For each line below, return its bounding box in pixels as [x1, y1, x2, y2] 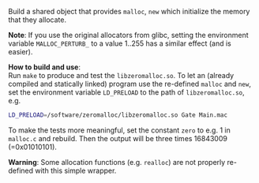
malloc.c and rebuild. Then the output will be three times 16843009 [8, 133, 227, 143]
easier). [8, 47, 33, 56]
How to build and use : [8, 62, 81, 72]
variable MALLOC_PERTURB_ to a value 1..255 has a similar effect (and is [8, 39, 231, 48]
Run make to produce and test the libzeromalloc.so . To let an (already [8, 71, 235, 80]
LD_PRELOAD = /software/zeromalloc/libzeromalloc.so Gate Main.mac [8, 111, 227, 119]
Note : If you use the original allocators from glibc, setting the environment [8, 31, 249, 39]
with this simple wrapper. [35, 166, 117, 175]
